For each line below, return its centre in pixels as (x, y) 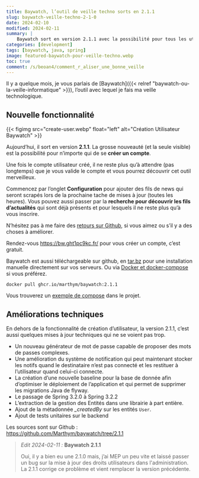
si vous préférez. (27, 274)
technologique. (25, 96)
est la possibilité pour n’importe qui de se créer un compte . (78, 153)
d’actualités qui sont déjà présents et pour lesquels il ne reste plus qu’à (93, 208)
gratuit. (15, 250)
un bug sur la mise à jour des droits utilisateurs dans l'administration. (105, 463)
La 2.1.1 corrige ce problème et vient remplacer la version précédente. (105, 469)
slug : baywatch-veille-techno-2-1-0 (51, 17)
